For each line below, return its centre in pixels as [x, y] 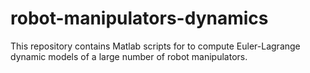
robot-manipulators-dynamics [139, 18]
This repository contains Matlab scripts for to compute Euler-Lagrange [155, 46]
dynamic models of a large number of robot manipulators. [129, 56]
